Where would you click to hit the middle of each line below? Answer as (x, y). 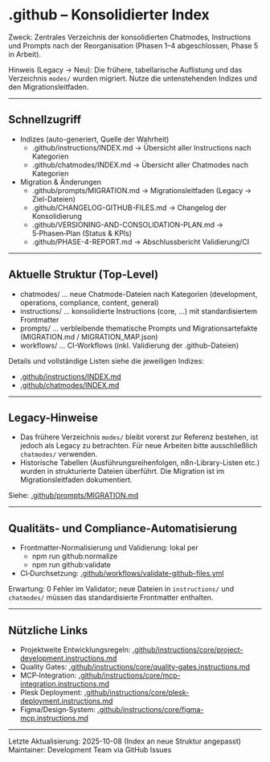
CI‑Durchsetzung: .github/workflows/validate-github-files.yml (122, 574)
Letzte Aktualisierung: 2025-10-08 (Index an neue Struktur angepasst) (125, 741)
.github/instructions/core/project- (188, 650)
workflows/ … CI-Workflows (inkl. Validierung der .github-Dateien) (129, 345)
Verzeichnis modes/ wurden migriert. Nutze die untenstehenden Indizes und (133, 78)
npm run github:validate (71, 565)
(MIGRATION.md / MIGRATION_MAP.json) (89, 336)
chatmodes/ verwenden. (59, 454)
